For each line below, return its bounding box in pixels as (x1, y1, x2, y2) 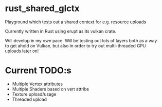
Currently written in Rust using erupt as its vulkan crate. (5, 28, 117, 34)
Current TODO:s (5, 65, 72, 76)
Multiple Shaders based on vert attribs (12, 86, 89, 92)
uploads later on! (5, 48, 39, 54)
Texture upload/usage (12, 91, 57, 97)
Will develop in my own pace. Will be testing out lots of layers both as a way (5, 37, 157, 44)
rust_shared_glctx (5, 3, 80, 14)
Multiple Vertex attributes (12, 81, 63, 87)
